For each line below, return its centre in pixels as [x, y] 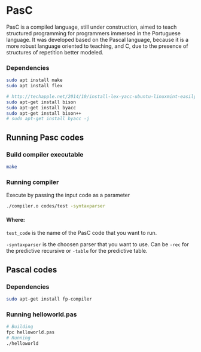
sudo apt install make [34, 80]
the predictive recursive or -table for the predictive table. [77, 251]
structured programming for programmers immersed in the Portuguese [94, 33]
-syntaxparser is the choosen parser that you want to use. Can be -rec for [98, 244]
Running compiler [33, 182]
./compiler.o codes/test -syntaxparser [56, 206]
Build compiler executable [45, 154]
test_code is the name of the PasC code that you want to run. [82, 233]
